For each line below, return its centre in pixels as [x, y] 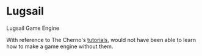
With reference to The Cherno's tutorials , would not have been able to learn [101, 40]
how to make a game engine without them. [60, 46]
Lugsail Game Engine [33, 28]
